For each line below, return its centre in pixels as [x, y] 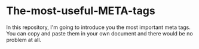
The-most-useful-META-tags [81, 11]
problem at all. [24, 40]
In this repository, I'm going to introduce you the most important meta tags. [99, 27]
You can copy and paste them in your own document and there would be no [99, 33]
